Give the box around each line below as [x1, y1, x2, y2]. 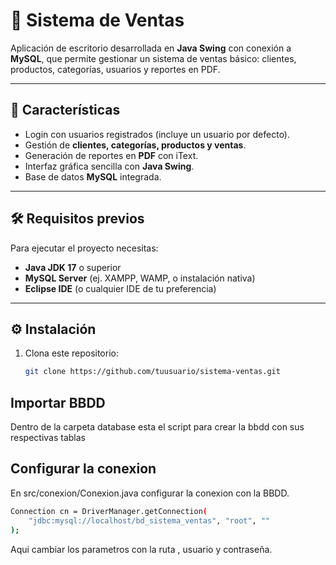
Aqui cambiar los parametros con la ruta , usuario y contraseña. [10, 543, 273, 555]
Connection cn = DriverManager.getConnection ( [10, 506, 208, 516]
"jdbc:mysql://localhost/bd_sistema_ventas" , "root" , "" [28, 515, 271, 526]
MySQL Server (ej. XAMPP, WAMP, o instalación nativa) [24, 272, 256, 284]
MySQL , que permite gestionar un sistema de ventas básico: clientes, [10, 52, 297, 64]
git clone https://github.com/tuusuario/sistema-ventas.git [24, 367, 281, 377]
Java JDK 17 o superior [24, 261, 122, 273]
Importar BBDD [10, 394, 106, 411]
